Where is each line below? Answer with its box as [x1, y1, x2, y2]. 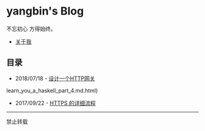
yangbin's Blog [6, 4, 84, 18]
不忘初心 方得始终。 [6, 25, 56, 32]
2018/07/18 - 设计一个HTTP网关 [15, 75, 96, 82]
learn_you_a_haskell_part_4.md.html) [6, 87, 98, 94]
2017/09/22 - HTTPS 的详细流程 [15, 99, 96, 107]
